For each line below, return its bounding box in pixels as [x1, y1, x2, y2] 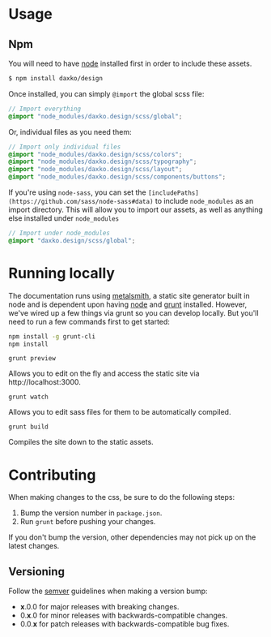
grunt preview [8, 355, 57, 363]
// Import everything [8, 105, 82, 113]
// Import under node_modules [8, 229, 111, 237]
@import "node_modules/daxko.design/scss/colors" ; [8, 150, 183, 158]
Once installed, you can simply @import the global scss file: [8, 88, 205, 98]
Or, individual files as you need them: [8, 127, 132, 136]
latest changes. [8, 541, 60, 551]
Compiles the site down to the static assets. [8, 437, 154, 447]
